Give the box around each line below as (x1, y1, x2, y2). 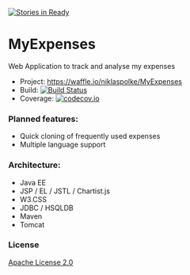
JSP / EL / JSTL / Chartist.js (19, 186, 111, 196)
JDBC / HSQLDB (19, 203, 74, 212)
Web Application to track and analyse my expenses (8, 61, 176, 71)
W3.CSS (19, 194, 47, 204)
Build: (19, 85, 39, 94)
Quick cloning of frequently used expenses (19, 132, 161, 141)
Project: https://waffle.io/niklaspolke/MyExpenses (19, 76, 182, 86)
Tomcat (19, 220, 45, 229)
